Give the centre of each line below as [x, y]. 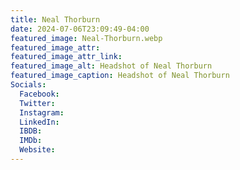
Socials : [28, 85]
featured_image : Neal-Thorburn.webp [86, 38]
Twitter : [37, 103]
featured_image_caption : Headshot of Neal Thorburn [120, 76]
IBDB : [31, 131]
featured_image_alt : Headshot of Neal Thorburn [111, 66]
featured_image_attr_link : [66, 57]
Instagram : [42, 112]
